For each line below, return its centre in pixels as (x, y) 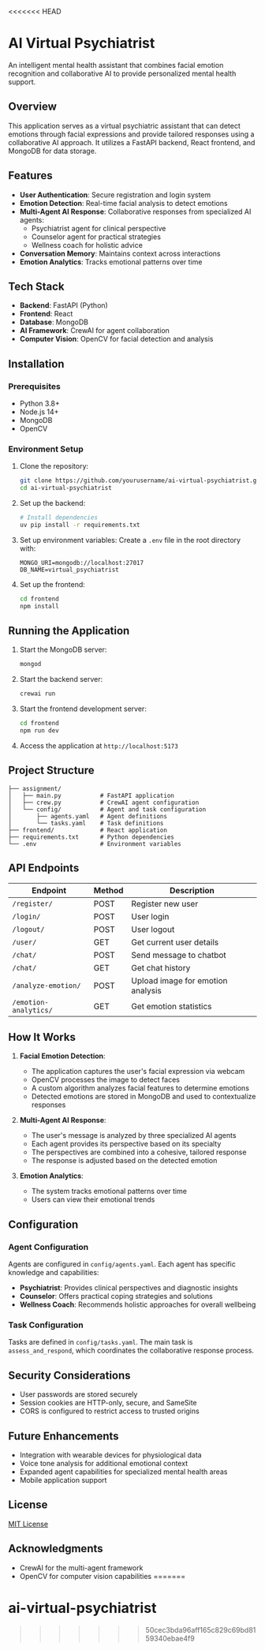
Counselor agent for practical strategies (96, 237)
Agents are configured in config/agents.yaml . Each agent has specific (122, 1264)
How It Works (42, 1037)
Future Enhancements (64, 1436)
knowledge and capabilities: (54, 1273)
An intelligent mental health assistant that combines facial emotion (116, 65)
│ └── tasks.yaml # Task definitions (86, 823)
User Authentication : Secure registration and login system (115, 195)
